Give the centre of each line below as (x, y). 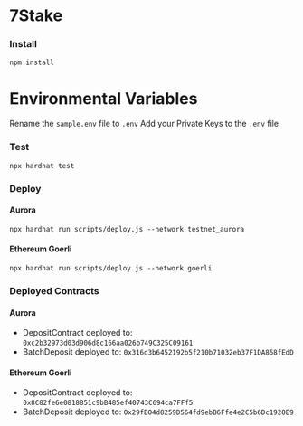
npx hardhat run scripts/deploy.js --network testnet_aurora (127, 229)
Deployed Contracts (54, 290)
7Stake (36, 16)
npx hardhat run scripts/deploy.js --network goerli (111, 269)
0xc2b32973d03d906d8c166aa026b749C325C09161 (108, 343)
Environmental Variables (104, 98)
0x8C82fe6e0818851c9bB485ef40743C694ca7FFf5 (108, 403)
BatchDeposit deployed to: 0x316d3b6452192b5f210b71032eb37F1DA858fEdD (158, 352)
